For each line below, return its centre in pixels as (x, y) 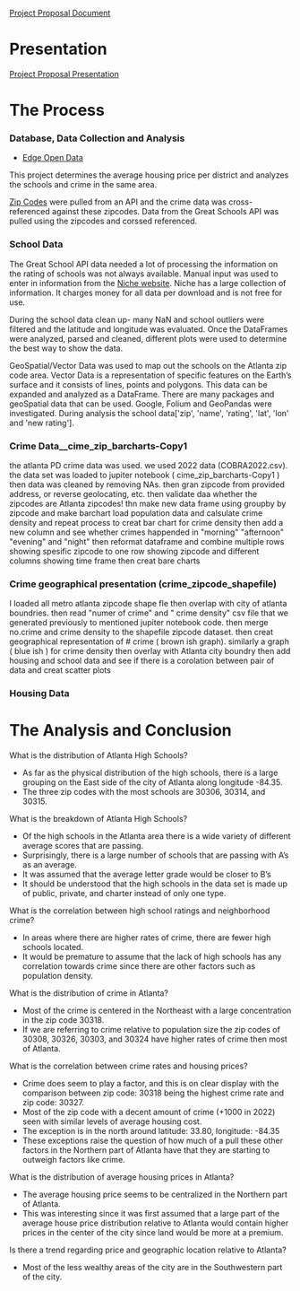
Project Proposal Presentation (64, 74)
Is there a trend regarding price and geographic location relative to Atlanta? (148, 1250)
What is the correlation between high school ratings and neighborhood (140, 911)
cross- (240, 202)
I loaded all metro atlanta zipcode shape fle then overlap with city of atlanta (148, 604)
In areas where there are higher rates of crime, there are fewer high (146, 938)
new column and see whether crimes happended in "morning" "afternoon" (147, 532)
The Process (57, 110)
